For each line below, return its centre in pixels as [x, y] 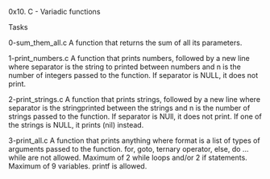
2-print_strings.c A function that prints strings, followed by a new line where [134, 99]
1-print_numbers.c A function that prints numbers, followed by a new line [129, 58]
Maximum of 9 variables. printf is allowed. [78, 166]
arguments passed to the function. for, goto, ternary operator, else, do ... [129, 149]
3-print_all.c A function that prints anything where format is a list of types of [134, 140]
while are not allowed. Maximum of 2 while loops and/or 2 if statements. [128, 157]
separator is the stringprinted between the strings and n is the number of [129, 108]
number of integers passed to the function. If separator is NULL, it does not [133, 75]
